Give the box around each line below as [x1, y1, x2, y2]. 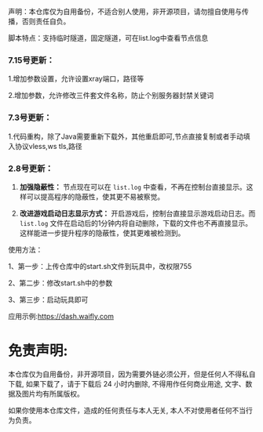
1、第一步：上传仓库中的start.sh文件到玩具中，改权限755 [8, 261, 192, 270]
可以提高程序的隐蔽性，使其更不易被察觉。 [26, 191, 165, 201]
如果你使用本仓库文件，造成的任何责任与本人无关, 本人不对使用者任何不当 [8, 405, 246, 415]
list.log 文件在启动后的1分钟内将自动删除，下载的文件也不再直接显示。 [19, 218, 253, 227]
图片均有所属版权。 [21, 389, 84, 398]
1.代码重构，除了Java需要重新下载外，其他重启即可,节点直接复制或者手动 [8, 132, 244, 141]
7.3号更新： [8, 112, 53, 123]
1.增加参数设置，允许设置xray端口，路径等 [8, 74, 144, 84]
